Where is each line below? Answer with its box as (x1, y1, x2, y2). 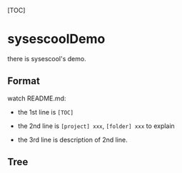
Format (7, 75, 41, 88)
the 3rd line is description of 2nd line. (17, 135, 128, 144)
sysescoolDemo (7, 31, 106, 47)
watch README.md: (7, 94, 66, 103)
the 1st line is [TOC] (17, 108, 74, 116)
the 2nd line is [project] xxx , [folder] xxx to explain (17, 121, 175, 130)
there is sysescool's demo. (7, 54, 87, 63)
